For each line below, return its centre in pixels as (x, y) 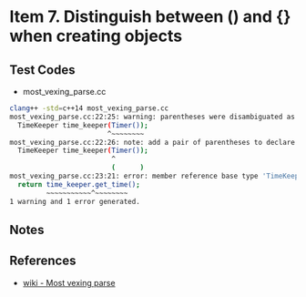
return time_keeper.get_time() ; (79, 184)
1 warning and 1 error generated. (75, 201)
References (43, 261)
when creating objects (96, 36)
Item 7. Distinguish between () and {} (150, 17)
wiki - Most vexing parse (69, 282)
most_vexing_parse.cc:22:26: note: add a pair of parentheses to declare (153, 142)
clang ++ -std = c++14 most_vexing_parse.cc (89, 108)
